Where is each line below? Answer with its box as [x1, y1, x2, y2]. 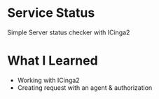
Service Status [7, 5, 95, 21]
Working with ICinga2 [17, 76, 80, 84]
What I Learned [7, 53, 98, 69]
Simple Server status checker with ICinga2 [7, 28, 130, 37]
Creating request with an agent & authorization [17, 83, 153, 92]
